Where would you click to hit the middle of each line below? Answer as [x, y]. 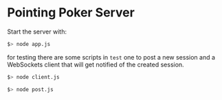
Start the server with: [37, 32]
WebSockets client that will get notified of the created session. [96, 64]
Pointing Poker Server [71, 13]
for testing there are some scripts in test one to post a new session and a [111, 57]
